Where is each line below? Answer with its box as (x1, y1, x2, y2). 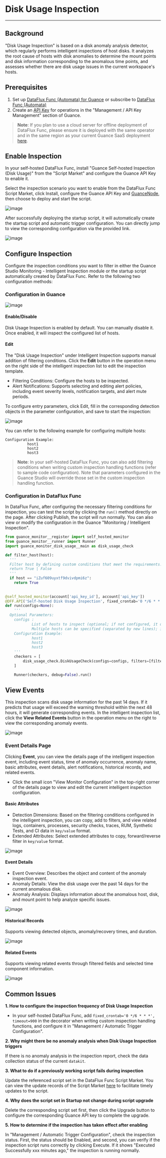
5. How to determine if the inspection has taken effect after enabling (5, 1122, 148, 1128)
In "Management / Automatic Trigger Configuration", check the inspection (5, 1132, 156, 1138)
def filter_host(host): (5, 552, 54, 558)
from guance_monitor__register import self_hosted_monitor (5, 534, 129, 539)
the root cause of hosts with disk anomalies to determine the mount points (5, 53, 157, 59)
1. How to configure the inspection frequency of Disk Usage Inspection (5, 1003, 153, 1009)
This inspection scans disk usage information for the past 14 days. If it (5, 699, 148, 705)
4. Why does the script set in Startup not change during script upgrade (5, 1097, 154, 1103)
